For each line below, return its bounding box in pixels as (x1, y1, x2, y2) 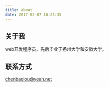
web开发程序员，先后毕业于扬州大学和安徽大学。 (5, 46, 106, 52)
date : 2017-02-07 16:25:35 (5, 12, 62, 17)
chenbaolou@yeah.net (5, 76, 52, 82)
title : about (5, 7, 33, 13)
